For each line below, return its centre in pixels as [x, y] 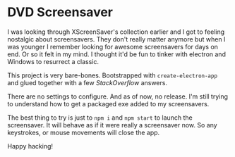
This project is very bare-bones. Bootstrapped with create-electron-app [112, 75]
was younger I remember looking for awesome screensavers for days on [113, 46]
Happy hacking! [30, 146]
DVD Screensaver [60, 12]
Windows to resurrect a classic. [53, 61]
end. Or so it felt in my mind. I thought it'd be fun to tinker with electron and [116, 54]
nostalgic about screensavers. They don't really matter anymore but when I [116, 39]
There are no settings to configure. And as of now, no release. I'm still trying [117, 96]
